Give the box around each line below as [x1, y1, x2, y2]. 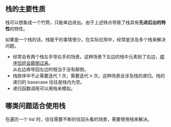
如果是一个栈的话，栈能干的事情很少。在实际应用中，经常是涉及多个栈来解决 [5, 36, 166, 42]
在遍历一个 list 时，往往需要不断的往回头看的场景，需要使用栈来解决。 [5, 116, 152, 122]
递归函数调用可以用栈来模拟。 [12, 85, 75, 91]
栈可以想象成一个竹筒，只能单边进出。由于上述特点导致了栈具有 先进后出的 [5, 19, 161, 25]
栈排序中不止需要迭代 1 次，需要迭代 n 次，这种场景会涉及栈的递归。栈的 [12, 73, 165, 79]
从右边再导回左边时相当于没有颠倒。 [12, 66, 89, 72]
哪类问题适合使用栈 [5, 102, 66, 110]
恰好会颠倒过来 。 [17, 60, 53, 66]
